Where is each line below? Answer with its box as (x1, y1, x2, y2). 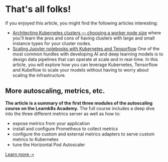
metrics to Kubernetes (12, 136, 59, 142)
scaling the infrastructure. (12, 72, 66, 78)
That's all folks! (5, 3, 71, 15)
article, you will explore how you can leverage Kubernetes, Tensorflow (12, 61, 158, 67)
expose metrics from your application (12, 120, 90, 126)
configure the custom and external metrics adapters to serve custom (12, 131, 155, 137)
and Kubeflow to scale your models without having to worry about (12, 66, 149, 73)
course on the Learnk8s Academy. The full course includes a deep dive (5, 105, 155, 111)
